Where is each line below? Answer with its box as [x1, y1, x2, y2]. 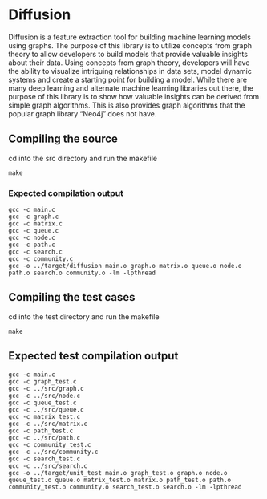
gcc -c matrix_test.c [8, 412, 81, 420]
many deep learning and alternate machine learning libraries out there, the [8, 83, 254, 93]
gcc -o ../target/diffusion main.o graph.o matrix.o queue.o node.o [8, 262, 242, 270]
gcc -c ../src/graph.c [8, 384, 84, 392]
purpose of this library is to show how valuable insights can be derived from [8, 91, 260, 101]
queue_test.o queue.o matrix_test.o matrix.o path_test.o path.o [8, 476, 231, 484]
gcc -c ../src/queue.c [8, 405, 84, 414]
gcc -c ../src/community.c [8, 448, 99, 456]
